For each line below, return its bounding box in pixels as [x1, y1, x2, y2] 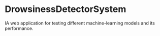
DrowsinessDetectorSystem [5, 3, 126, 15]
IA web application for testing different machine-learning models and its [5, 20, 155, 26]
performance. [5, 25, 34, 31]
